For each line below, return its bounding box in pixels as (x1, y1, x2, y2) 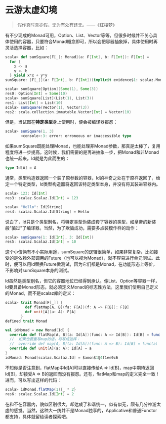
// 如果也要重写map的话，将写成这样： (9, 337, 81, 342)
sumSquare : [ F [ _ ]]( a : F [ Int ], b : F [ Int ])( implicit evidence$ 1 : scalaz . (5, 78, 156, 83)
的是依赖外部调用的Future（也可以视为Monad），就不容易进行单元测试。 (9, 255, 156, 261)
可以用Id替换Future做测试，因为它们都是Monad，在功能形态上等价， (18, 261, 158, 267)
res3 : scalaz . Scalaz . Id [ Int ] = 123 (5, 195, 79, 200)
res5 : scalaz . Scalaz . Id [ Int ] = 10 (5, 239, 77, 244)
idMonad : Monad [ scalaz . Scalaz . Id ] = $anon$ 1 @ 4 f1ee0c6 (5, 355, 119, 360)
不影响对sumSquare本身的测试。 (5, 268, 72, 274)
